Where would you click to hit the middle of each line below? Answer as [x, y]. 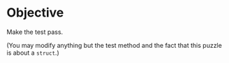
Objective [35, 13]
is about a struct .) [33, 53]
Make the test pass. [35, 32]
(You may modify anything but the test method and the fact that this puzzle [114, 45]
